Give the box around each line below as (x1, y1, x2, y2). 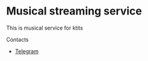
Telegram (14, 47, 39, 55)
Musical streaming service (6, 4, 143, 18)
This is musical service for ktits (6, 24, 83, 31)
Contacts (6, 36, 29, 43)
